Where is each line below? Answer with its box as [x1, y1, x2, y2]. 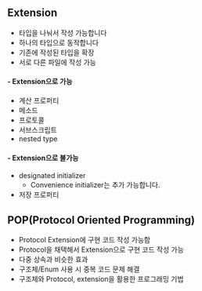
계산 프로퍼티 [18, 96, 60, 105]
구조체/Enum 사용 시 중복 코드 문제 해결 [18, 264, 140, 274]
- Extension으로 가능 [7, 77, 73, 86]
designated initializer [18, 171, 86, 180]
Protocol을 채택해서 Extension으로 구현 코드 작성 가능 [18, 245, 185, 254]
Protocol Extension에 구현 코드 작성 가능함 [18, 235, 150, 245]
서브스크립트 [18, 125, 58, 135]
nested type [18, 134, 58, 144]
